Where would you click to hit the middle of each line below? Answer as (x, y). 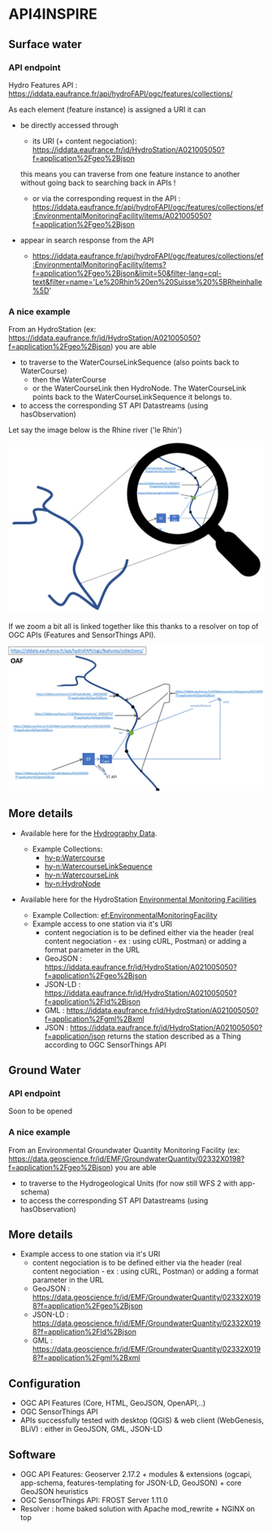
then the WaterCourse (69, 380)
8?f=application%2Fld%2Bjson (84, 1332)
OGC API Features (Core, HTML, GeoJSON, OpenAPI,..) (113, 1403)
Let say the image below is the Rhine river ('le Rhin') (95, 430)
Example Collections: (67, 849)
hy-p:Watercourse (75, 857)
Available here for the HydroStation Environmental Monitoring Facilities (138, 899)
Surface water (45, 44)
